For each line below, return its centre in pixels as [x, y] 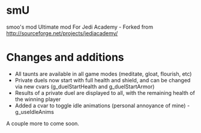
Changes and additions [65, 58]
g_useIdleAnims [34, 112]
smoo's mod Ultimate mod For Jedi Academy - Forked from [80, 27]
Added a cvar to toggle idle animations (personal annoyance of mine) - [102, 106]
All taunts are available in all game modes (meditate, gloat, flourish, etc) [103, 74]
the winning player [38, 99]
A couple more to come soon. [43, 123]
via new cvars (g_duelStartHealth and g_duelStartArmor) [85, 86]
